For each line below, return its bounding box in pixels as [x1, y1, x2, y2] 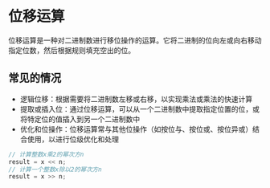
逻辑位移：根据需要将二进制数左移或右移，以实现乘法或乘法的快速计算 [19, 94, 253, 104]
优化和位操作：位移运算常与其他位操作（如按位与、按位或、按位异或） [19, 124, 253, 133]
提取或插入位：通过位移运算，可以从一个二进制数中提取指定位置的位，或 [19, 104, 260, 113]
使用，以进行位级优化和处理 [27, 134, 119, 144]
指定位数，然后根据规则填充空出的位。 [8, 45, 135, 55]
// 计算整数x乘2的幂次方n [8, 150, 84, 158]
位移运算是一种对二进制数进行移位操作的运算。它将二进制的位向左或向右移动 [8, 35, 262, 45]
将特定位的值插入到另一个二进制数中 [19, 114, 141, 124]
